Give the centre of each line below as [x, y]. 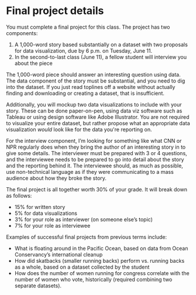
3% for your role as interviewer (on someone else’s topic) [84, 219]
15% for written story [40, 207]
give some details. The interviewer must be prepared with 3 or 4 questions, [97, 153]
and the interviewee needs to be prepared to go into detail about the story [95, 159]
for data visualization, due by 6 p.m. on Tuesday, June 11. [83, 50]
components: [22, 33]
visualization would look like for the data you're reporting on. [79, 129]
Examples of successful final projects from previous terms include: [87, 237]
